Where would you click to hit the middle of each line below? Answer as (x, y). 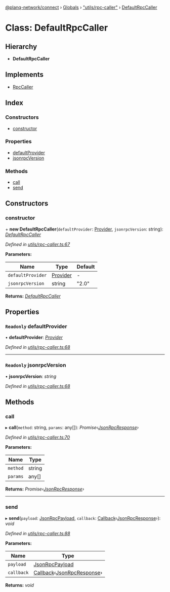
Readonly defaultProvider (36, 326)
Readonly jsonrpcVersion (36, 365)
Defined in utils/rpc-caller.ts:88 (38, 533)
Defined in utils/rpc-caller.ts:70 (38, 437)
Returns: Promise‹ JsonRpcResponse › (45, 489)
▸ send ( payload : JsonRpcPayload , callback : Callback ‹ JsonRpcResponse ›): (83, 518)
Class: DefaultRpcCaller (57, 28)
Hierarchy (21, 46)
